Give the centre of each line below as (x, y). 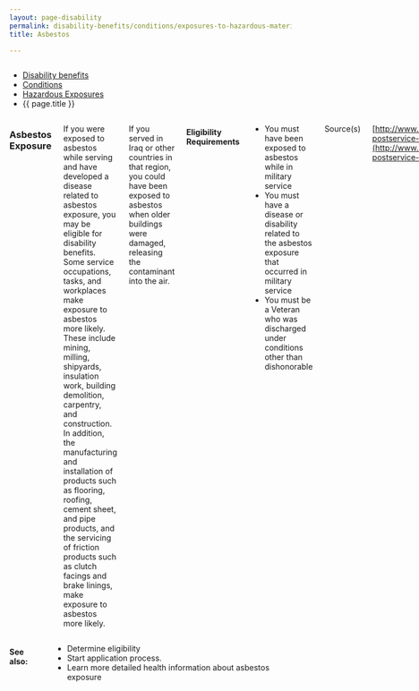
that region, (150, 167)
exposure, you (90, 215)
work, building (90, 386)
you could (147, 176)
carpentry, (82, 405)
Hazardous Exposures (63, 94)
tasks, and (82, 281)
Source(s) (342, 129)
